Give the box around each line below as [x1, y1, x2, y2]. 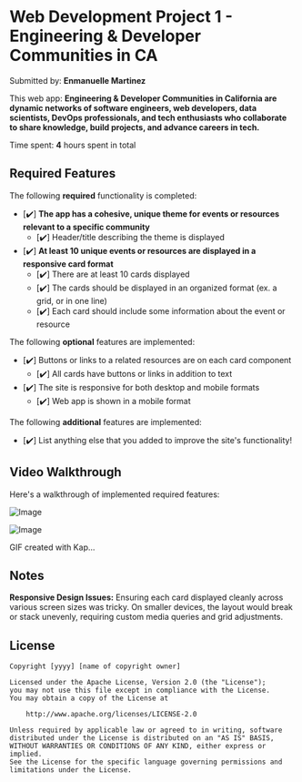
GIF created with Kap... [9, 542, 96, 553]
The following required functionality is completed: [9, 189, 197, 201]
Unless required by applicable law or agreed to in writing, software [9, 726, 283, 735]
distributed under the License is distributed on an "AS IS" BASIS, [9, 734, 275, 743]
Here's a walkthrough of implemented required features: [9, 489, 220, 500]
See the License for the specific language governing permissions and [9, 757, 283, 767]
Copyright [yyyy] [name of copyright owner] [9, 662, 181, 671]
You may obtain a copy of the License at [9, 694, 169, 703]
